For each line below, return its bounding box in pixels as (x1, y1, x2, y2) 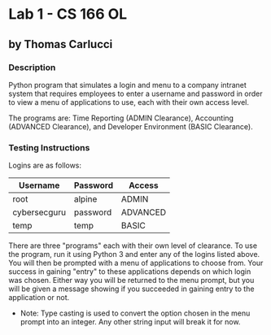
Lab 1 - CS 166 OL (8, 5, 128, 24)
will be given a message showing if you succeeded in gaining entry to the (8, 284, 255, 294)
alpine (73, 194, 98, 205)
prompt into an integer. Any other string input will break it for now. (20, 317, 241, 327)
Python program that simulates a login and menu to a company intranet (8, 80, 247, 89)
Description (8, 62, 56, 73)
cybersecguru (12, 207, 67, 218)
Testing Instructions (8, 141, 90, 153)
